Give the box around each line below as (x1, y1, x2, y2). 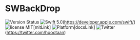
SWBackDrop (5, 3, 60, 14)
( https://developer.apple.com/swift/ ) (62, 19, 136, 25)
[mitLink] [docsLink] (33, 24, 95, 30)
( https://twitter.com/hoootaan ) (5, 29, 66, 35)
